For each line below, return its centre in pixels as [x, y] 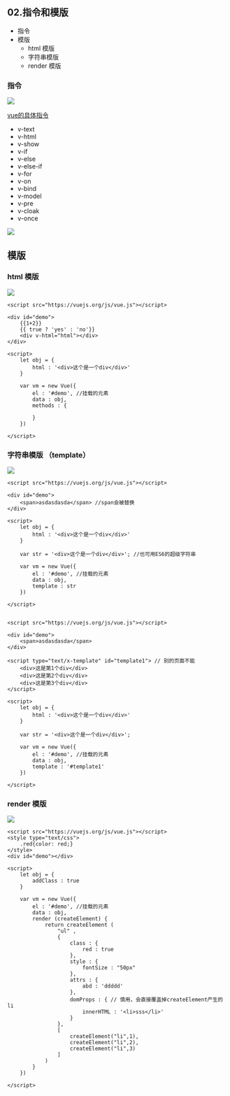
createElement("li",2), [104, 1043]
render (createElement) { [70, 919]
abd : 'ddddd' [103, 986]
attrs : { [84, 980]
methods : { [50, 405]
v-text [26, 129]
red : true [98, 950]
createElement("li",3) [103, 1049]
